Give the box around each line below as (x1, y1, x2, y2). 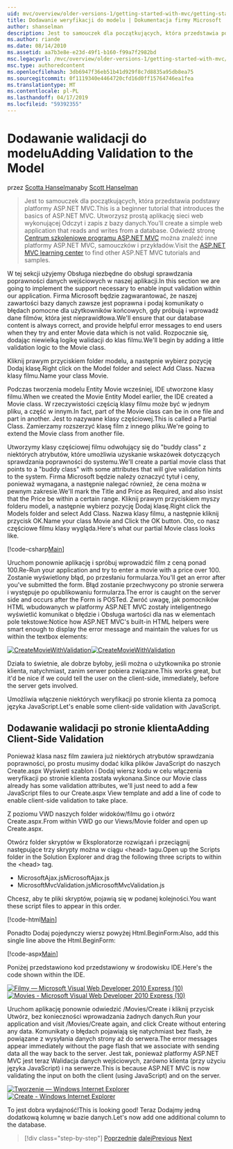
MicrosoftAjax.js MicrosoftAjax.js (17, 874, 110, 882)
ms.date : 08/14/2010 (7, 42, 67, 49)
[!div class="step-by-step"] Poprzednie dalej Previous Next (24, 1134, 193, 1142)
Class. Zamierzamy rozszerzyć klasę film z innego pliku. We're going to (7, 421, 209, 430)
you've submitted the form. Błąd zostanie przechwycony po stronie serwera (7, 580, 224, 588)
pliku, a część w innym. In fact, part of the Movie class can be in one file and (7, 407, 224, 415)
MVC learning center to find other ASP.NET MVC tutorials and (24, 248, 201, 257)
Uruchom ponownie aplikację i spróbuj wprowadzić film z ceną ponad (7, 558, 207, 567)
